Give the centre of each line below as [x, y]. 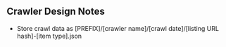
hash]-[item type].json [49, 36]
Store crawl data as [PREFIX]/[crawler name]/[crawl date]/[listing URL [118, 28]
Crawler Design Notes [56, 12]
